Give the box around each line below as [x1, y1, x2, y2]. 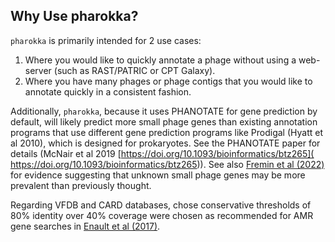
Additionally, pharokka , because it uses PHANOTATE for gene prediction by [10, 105, 318, 117]
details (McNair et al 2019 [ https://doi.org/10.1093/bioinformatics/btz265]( [10, 147, 315, 159]
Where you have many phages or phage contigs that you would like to [24, 75, 313, 87]
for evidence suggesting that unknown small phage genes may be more [10, 169, 306, 181]
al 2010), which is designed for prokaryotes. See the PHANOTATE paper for [10, 137, 321, 149]
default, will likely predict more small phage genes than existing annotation [10, 115, 318, 128]
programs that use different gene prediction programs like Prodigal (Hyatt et [10, 126, 324, 138]
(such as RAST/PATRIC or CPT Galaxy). [53, 64, 216, 76]
